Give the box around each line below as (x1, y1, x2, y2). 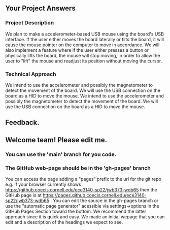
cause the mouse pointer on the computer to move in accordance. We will (5, 42, 160, 48)
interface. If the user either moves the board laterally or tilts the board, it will (5, 36, 164, 42)
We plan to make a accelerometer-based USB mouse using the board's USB (5, 30, 164, 37)
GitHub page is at (5, 192, 42, 198)
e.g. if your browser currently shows (5, 181, 81, 187)
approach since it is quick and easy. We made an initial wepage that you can (5, 213, 165, 220)
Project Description (5, 19, 54, 26)
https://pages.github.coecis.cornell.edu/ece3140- (42, 192, 147, 198)
